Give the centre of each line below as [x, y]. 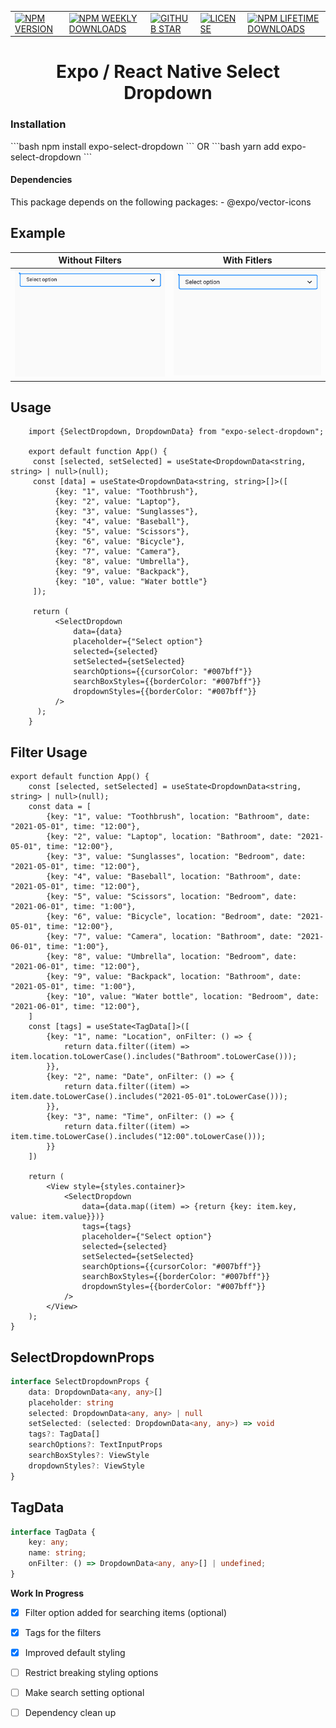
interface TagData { [53, 1532]
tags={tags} [106, 1227]
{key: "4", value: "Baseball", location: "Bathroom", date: [174, 877]
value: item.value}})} [57, 1217]
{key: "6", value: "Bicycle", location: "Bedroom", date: [169, 917]
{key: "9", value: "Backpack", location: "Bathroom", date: [174, 977]
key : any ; [49, 1542]
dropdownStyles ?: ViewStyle [86, 1466]
